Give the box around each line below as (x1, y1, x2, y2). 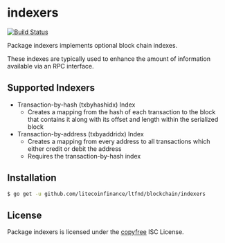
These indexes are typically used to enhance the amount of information (7, 54, 211, 63)
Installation (7, 172, 57, 184)
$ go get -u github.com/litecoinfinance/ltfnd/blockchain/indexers (7, 190, 206, 197)
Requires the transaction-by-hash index (27, 152, 141, 160)
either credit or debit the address (27, 144, 122, 153)
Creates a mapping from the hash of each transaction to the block (27, 107, 216, 116)
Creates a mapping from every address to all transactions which (27, 137, 210, 145)
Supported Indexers (7, 82, 96, 94)
